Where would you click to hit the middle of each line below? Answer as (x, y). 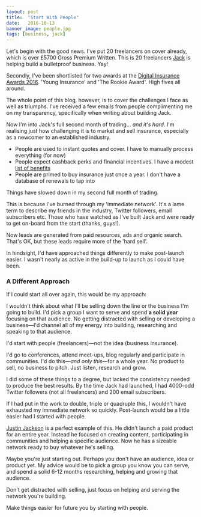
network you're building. (37, 496)
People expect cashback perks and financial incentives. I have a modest (104, 162)
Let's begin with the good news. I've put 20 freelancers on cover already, (97, 51)
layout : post (22, 12)
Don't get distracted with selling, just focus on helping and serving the (93, 490)
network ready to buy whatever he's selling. (61, 447)
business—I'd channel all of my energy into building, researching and (92, 325)
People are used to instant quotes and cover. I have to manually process (104, 149)
